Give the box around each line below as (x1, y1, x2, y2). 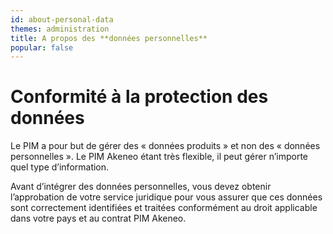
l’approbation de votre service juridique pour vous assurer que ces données (10, 191, 323, 203)
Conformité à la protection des (10, 86, 269, 108)
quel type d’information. (10, 161, 110, 173)
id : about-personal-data (10, 14, 114, 25)
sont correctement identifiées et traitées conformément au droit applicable (10, 202, 318, 214)
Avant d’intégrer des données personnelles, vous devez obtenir (10, 181, 272, 193)
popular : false (10, 42, 74, 53)
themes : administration (10, 24, 110, 34)
